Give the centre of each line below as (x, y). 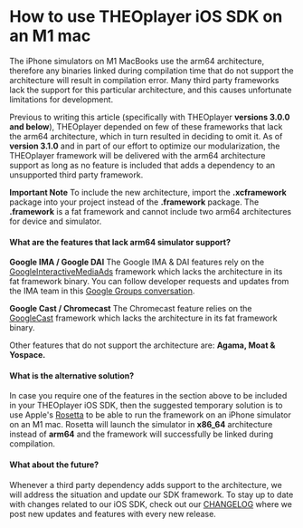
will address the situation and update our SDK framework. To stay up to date (151, 494)
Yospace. (28, 355)
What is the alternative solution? (72, 375)
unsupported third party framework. (76, 175)
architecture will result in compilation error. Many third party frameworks (144, 80)
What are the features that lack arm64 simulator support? (120, 242)
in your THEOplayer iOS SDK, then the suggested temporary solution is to (146, 406)
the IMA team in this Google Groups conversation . (102, 291)
